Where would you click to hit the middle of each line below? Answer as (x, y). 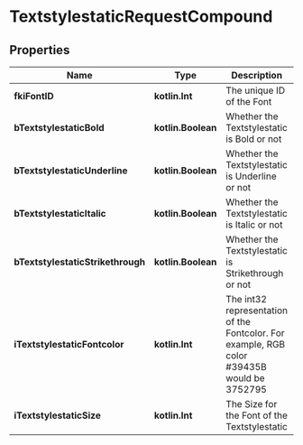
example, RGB (255, 344)
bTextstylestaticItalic (60, 213)
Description (257, 75)
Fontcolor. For (255, 333)
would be (245, 378)
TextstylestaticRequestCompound (141, 17)
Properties (40, 50)
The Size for (251, 404)
